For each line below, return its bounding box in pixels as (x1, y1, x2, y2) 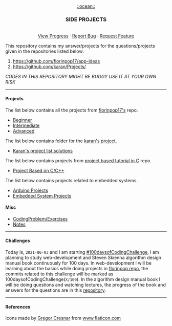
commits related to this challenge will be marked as (5, 271, 114, 277)
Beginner (12, 117, 32, 123)
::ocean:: (76, 3, 96, 9)
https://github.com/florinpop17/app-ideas (12, 58, 100, 64)
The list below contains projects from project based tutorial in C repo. (5, 157, 152, 164)
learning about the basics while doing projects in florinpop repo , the (5, 265, 148, 271)
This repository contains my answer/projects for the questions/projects (5, 43, 155, 49)
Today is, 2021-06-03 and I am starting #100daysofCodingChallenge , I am (5, 249, 160, 255)
